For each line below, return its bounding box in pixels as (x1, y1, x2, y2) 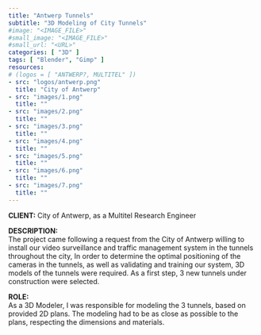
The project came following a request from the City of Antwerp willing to (8, 234, 244, 244)
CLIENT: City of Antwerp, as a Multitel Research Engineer (8, 210, 197, 220)
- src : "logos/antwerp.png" (8, 78, 102, 86)
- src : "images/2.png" (8, 108, 83, 116)
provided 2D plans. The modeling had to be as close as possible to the (8, 309, 239, 318)
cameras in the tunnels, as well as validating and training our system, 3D (8, 260, 245, 269)
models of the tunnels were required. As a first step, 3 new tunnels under (8, 268, 248, 278)
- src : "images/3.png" (8, 122, 83, 130)
